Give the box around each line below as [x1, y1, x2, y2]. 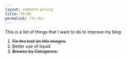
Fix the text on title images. [12, 38, 67, 44]
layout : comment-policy [5, 7, 54, 12]
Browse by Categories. [12, 48, 58, 54]
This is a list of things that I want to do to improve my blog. [5, 29, 123, 35]
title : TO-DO [5, 12, 32, 16]
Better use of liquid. [12, 44, 52, 49]
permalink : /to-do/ [5, 16, 45, 21]
